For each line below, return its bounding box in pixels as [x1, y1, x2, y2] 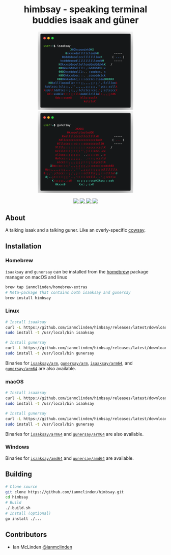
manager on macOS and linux [5, 274, 68, 280]
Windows [5, 443, 30, 451]
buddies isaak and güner [32, 14, 139, 26]
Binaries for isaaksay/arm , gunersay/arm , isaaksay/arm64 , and [5, 360, 133, 366]
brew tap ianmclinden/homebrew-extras [5, 284, 88, 290]
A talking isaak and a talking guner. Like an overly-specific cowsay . [5, 227, 146, 233]
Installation [5, 242, 42, 251]
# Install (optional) [5, 511, 51, 516]
